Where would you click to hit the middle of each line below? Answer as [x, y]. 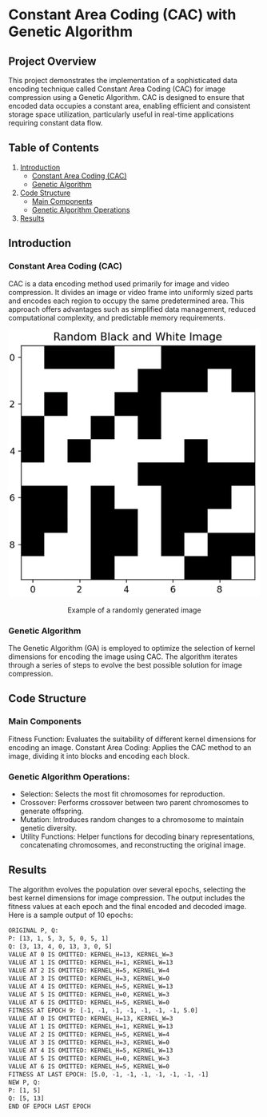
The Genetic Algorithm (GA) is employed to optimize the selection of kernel [132, 648]
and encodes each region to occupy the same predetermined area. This [127, 301]
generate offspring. [52, 811]
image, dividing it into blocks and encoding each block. [99, 756]
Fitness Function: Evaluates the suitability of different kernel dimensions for [132, 739]
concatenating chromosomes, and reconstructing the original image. [133, 844]
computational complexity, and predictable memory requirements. [117, 317]
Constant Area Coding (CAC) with [122, 15]
